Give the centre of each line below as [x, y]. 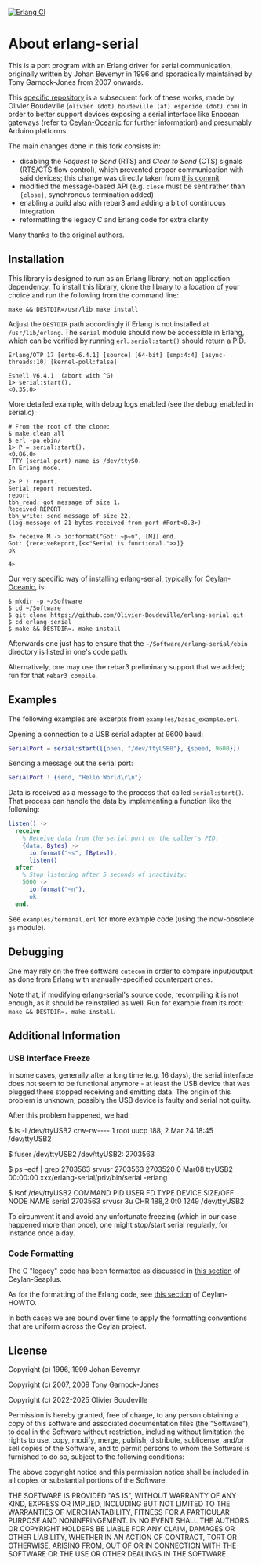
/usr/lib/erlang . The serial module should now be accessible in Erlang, [126, 332]
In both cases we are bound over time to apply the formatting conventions [127, 1318]
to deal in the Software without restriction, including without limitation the [126, 1432]
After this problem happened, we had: [69, 1115]
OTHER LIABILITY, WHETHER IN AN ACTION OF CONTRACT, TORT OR [122, 1538]
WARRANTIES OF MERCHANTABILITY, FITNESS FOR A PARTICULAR [119, 1512]
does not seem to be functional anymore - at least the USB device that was [129, 1084]
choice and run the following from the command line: [93, 295]
